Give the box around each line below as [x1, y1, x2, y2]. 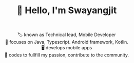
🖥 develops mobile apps [41, 44, 92, 50]
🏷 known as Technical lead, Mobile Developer [17, 31, 116, 38]
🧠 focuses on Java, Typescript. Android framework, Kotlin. [5, 39, 128, 45]
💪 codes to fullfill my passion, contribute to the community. [4, 52, 129, 58]
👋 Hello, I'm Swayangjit [16, 5, 117, 16]
